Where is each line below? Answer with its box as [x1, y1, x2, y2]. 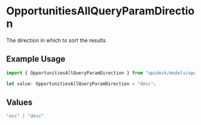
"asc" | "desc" [6, 113, 44, 119]
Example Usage [6, 54, 66, 64]
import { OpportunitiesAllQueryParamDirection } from [6, 70, 144, 76]
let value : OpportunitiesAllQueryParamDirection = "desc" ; [6, 81, 157, 87]
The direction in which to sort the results [6, 36, 106, 44]
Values [6, 97, 33, 107]
